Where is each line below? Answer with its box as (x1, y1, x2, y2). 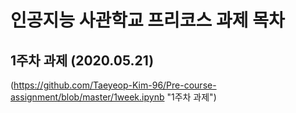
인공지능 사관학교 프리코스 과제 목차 (10, 9, 285, 32)
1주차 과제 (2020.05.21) (10, 52, 155, 69)
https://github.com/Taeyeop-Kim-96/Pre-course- (13, 79, 217, 91)
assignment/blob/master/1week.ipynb (10, 91, 165, 103)
